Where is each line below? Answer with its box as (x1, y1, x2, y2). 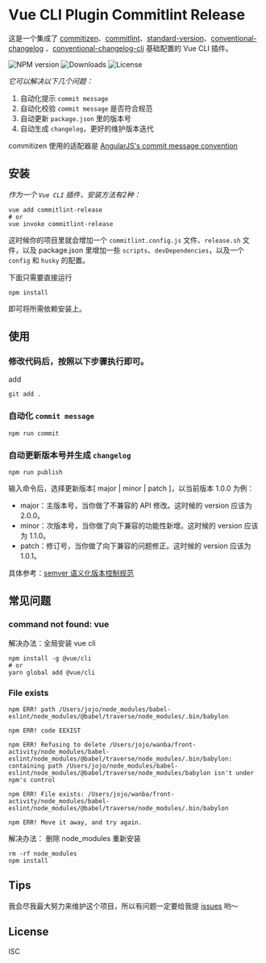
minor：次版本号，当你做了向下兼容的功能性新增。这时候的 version (19, 521, 243, 530)
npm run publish (8, 468, 63, 477)
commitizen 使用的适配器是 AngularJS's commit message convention (8, 140, 238, 150)
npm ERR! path (8, 706, 56, 714)
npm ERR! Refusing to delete (8, 741, 106, 749)
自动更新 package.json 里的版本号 (19, 113, 131, 123)
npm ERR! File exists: (8, 790, 85, 798)
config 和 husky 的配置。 (8, 255, 90, 265)
